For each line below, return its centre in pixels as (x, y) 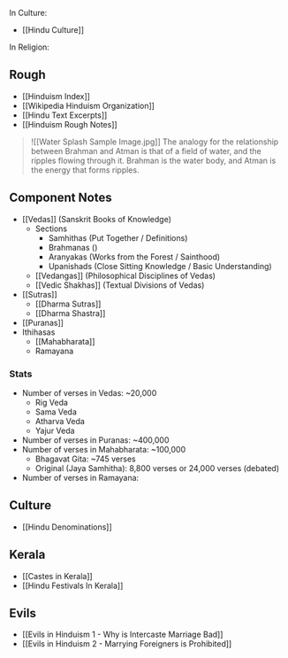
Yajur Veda (55, 430)
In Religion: (30, 47)
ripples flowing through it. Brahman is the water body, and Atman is (153, 160)
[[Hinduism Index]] (56, 96)
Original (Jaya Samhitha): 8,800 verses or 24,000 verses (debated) (157, 468)
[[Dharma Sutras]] (68, 304)
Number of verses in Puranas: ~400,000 (95, 440)
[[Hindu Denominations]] (67, 527)
